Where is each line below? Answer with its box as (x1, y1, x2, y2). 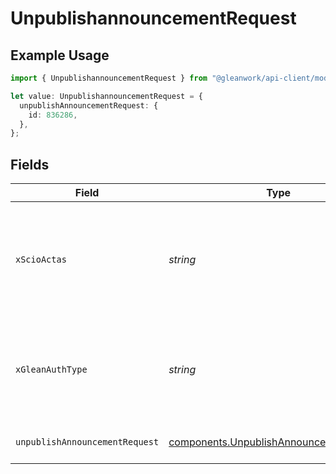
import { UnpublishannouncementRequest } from (10, 73, 208, 83)
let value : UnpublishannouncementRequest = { (10, 91, 203, 101)
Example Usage (10, 47, 110, 64)
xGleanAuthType (15, 364, 88, 376)
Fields (10, 156, 50, 173)
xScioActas (15, 254, 67, 266)
